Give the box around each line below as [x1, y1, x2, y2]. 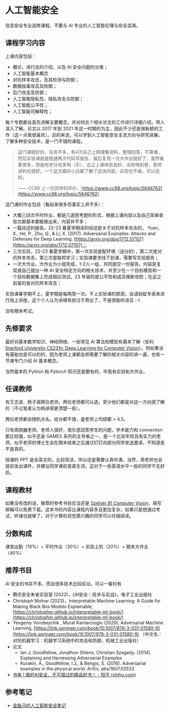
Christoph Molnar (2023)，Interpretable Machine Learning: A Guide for [12, 597, 161, 604]
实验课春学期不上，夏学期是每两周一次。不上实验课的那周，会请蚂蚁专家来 [5, 290, 160, 297]
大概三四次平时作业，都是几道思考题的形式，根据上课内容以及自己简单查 [12, 212, 163, 218]
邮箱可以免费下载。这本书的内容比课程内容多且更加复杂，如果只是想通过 [5, 506, 156, 513]
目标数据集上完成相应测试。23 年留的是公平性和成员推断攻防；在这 [17, 274, 157, 280]
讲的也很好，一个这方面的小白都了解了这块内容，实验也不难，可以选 [17, 168, 160, 174]
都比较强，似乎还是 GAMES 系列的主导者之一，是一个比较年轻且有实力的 [5, 433, 157, 439]
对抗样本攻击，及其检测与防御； [12, 77, 79, 83]
